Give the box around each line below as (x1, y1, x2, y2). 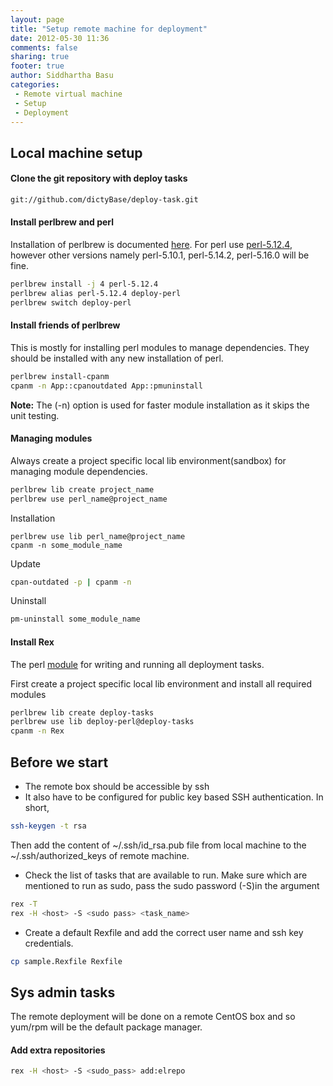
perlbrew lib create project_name (10, 484, 155, 495)
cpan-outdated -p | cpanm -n (10, 577, 132, 587)
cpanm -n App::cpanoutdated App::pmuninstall (10, 381, 203, 391)
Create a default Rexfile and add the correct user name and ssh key (24, 926, 304, 938)
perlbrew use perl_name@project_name (10, 494, 168, 504)
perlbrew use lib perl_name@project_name (10, 531, 186, 541)
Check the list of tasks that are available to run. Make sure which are (24, 869, 308, 881)
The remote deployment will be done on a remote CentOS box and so (10, 1011, 296, 1023)
